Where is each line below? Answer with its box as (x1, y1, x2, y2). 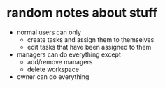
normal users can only (16, 28, 82, 36)
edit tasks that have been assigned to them (27, 43, 152, 51)
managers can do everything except (16, 50, 122, 59)
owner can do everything (16, 72, 89, 81)
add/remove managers (27, 57, 93, 66)
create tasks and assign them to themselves (27, 35, 155, 43)
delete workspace (27, 65, 80, 73)
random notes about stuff (6, 5, 158, 21)
